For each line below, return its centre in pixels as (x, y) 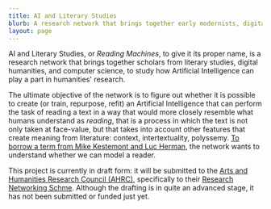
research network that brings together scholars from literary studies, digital (133, 62)
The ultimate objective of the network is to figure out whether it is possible (132, 95)
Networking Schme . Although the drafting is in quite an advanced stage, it (131, 188)
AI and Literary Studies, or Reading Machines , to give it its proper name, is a (135, 54)
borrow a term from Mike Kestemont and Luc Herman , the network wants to (134, 147)
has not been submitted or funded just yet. (79, 196)
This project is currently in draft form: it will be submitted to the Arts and (128, 171)
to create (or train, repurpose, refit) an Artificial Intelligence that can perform (135, 104)
